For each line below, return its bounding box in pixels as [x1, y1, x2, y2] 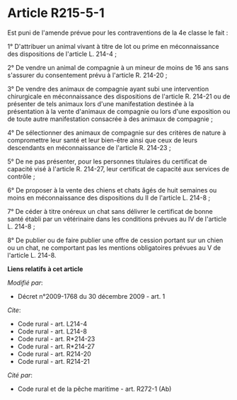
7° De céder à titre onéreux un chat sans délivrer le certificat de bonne [7, 207, 214, 215]
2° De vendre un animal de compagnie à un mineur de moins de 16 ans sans [7, 63, 229, 72]
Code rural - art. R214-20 [17, 349, 92, 358]
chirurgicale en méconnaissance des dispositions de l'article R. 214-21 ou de [7, 92, 231, 101]
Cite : [7, 306, 21, 314]
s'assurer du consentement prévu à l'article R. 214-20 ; [7, 71, 168, 79]
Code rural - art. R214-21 [17, 357, 90, 365]
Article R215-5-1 [7, 5, 105, 21]
